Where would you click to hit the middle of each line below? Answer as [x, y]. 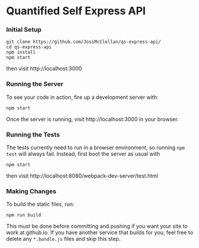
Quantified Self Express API [76, 11]
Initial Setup [24, 30]
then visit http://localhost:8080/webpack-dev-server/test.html [82, 176]
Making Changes [31, 191]
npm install [21, 52]
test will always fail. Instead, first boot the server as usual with [83, 154]
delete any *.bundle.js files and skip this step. [63, 239]
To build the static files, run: [40, 204]
